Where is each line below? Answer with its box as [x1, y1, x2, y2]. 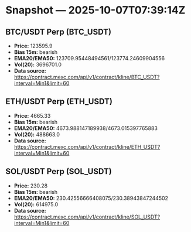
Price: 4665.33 [13, 112, 51, 119]
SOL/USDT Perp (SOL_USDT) [5, 166, 112, 176]
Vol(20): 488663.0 [13, 131, 60, 138]
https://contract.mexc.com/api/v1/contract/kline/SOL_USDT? [13, 213, 161, 220]
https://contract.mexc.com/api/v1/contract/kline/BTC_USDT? [13, 74, 160, 80]
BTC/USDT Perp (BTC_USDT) [5, 27, 112, 37]
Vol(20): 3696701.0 [13, 61, 62, 68]
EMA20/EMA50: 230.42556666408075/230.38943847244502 [13, 195, 168, 202]
